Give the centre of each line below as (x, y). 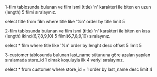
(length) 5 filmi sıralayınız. (31, 12)
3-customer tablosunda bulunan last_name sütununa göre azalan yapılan (78, 55)
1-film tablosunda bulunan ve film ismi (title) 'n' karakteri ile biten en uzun (78, 7)
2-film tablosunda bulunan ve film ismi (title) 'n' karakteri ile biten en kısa (78, 31)
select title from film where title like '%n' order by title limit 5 (65, 22)
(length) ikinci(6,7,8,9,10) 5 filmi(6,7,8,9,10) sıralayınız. (58, 36)
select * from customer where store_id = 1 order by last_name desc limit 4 (79, 69)
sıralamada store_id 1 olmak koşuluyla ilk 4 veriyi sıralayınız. (65, 60)
